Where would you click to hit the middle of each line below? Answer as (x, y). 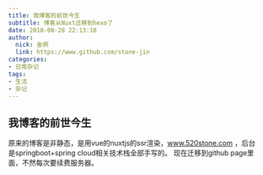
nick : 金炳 (32, 45)
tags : (17, 74)
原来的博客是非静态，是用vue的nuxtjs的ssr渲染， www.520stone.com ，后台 (132, 143)
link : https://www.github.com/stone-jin (83, 52)
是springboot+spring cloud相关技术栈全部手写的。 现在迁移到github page (128, 153)
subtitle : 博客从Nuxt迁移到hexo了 (61, 23)
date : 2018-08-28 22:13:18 (53, 30)
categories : (28, 60)
